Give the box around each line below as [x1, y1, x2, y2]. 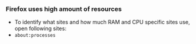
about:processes [14, 33, 56, 39]
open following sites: [14, 25, 67, 32]
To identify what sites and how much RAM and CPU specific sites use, [14, 19, 191, 26]
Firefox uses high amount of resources [5, 5, 122, 13]
